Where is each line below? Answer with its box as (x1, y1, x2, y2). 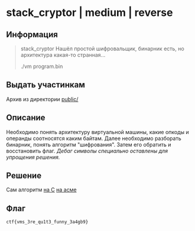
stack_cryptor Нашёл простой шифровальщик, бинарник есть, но (20, 45, 184, 52)
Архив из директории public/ (6, 95, 79, 103)
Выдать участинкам (6, 80, 86, 90)
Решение (6, 171, 42, 181)
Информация (6, 30, 58, 40)
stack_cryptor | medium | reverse (6, 6, 173, 19)
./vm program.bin (20, 63, 63, 70)
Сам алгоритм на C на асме (6, 186, 77, 193)
